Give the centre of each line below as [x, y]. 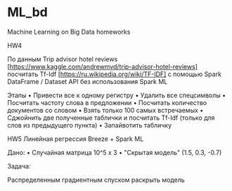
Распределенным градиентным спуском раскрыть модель [96, 180]
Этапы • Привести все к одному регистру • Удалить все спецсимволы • [117, 95]
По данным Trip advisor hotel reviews [63, 59]
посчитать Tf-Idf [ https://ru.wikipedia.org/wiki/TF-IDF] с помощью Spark [114, 74]
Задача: [19, 166]
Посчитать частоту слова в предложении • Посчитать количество [107, 102]
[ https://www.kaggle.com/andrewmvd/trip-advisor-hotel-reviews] [103, 66]
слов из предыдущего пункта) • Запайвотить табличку [90, 125]
